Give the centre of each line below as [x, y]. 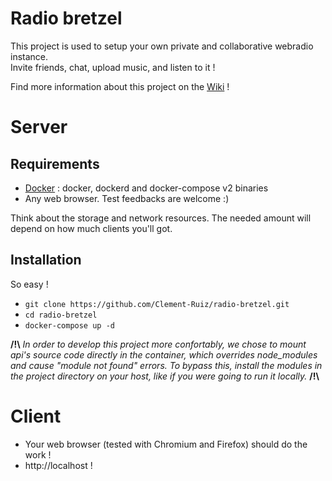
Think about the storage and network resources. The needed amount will [161, 218]
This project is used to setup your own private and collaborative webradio [162, 46]
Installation [46, 260]
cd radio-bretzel [61, 315]
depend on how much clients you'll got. [91, 228]
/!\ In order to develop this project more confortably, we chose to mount [158, 344]
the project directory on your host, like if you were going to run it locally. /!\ [165, 376]
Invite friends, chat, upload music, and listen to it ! [113, 67]
